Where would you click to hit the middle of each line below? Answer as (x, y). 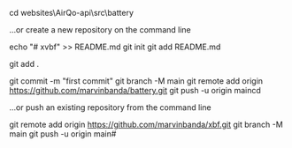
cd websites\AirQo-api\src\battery (72, 13)
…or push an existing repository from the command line (110, 107)
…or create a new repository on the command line (100, 30)
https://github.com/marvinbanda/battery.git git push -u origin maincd (135, 90)
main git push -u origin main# (63, 134)
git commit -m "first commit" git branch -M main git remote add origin (136, 81)
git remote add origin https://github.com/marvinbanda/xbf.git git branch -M (146, 124)
